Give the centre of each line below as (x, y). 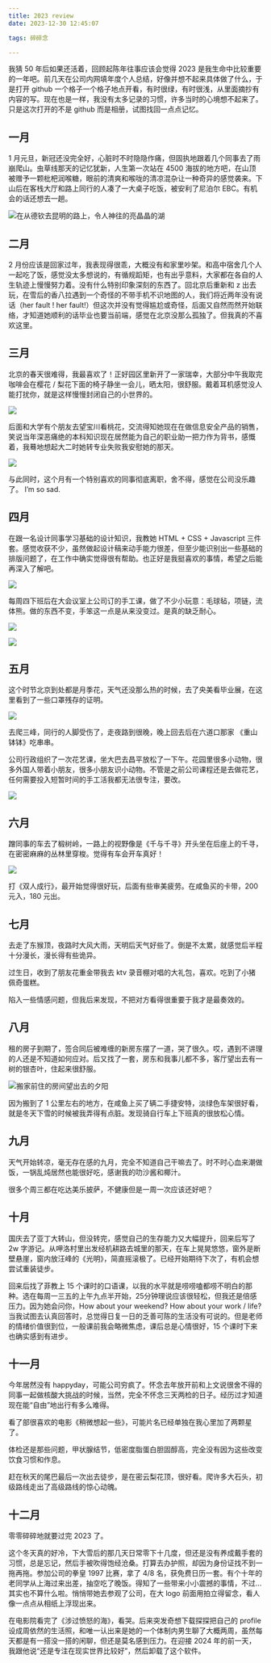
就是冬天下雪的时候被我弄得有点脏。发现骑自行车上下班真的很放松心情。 (128, 1113)
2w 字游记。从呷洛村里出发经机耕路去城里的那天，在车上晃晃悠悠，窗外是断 (134, 1248)
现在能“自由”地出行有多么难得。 (61, 1405)
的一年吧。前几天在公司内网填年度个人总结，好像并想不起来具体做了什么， (132, 79)
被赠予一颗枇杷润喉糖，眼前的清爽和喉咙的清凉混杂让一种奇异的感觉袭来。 (132, 178)
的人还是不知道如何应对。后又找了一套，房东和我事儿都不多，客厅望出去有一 (135, 1058)
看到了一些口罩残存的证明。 (61, 700)
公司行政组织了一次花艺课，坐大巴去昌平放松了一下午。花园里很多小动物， (132, 759)
